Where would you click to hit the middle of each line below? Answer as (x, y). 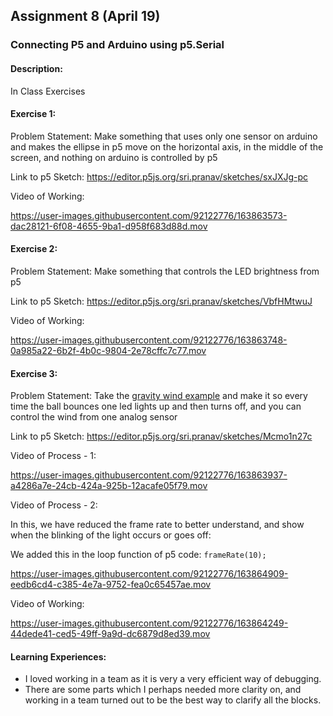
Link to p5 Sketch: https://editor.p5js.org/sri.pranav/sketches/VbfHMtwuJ (161, 301)
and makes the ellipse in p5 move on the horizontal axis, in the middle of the (167, 146)
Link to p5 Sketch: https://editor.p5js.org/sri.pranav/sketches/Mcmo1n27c (161, 436)
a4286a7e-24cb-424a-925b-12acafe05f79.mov (109, 486)
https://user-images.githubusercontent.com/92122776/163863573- (149, 215)
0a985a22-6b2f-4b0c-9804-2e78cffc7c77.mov (108, 350)
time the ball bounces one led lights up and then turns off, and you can (156, 406)
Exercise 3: (34, 373)
